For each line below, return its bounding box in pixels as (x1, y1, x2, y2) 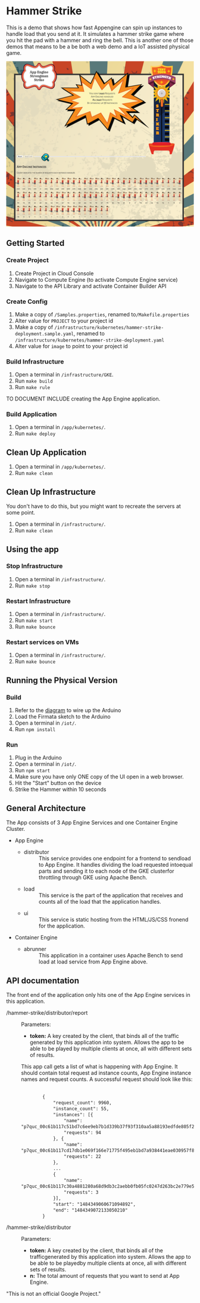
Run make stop (14, 582, 51, 589)
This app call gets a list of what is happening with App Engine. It (21, 1063, 178, 1070)
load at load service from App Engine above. (38, 958, 148, 965)
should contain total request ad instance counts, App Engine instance (21, 1070, 192, 1076)
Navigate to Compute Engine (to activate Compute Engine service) (14, 276, 178, 283)
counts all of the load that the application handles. (38, 898, 162, 905)
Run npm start (14, 767, 51, 774)
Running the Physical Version (6, 675, 118, 685)
